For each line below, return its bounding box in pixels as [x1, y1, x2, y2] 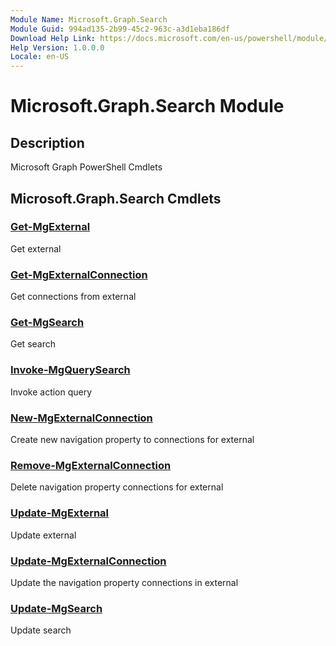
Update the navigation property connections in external [10, 576, 239, 588]
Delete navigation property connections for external [10, 481, 224, 493]
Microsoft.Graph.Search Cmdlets [10, 190, 222, 207]
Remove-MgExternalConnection [10, 458, 172, 472]
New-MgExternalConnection [10, 411, 153, 425]
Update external [10, 529, 77, 541]
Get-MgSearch [10, 316, 85, 330]
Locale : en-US [10, 52, 70, 62]
